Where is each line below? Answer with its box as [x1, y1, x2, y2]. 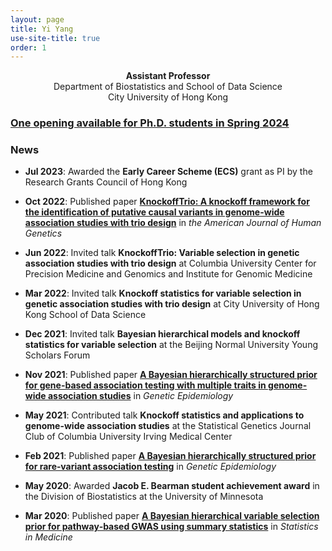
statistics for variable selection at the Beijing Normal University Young [24, 339, 318, 351]
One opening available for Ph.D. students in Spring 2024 [10, 116, 290, 130]
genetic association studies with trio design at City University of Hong [24, 298, 320, 310]
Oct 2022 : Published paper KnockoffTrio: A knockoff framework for [24, 196, 310, 208]
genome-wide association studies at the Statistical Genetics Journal [24, 420, 312, 432]
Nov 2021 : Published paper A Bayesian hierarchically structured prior [24, 369, 318, 381]
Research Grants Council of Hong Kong [24, 176, 188, 188]
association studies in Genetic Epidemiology [47, 390, 234, 402]
